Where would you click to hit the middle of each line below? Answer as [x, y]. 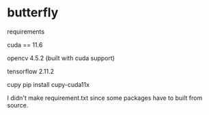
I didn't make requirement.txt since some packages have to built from [105, 98]
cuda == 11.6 [25, 44]
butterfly [33, 13]
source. [18, 105]
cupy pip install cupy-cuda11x [48, 84]
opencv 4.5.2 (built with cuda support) [61, 58]
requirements [26, 31]
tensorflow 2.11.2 [31, 71]
